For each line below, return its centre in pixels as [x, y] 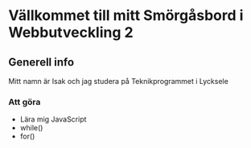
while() [31, 128]
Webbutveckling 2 [71, 32]
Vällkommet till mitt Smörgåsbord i [126, 16]
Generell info [41, 62]
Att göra [25, 102]
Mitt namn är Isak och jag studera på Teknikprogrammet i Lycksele [119, 81]
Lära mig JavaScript [53, 119]
